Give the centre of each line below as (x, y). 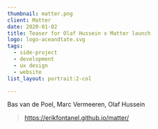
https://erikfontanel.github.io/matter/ (77, 118)
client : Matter (29, 20)
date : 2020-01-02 (32, 26)
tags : (15, 46)
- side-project (35, 53)
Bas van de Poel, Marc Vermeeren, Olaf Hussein (76, 105)
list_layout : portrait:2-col (49, 78)
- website (27, 72)
